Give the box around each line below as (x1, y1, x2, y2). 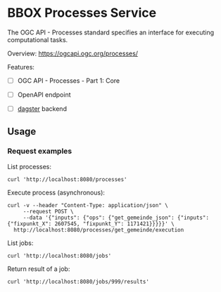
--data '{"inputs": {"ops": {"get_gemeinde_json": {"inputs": (23, 214, 210, 221)
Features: (7, 62, 35, 71)
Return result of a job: (7, 265, 70, 273)
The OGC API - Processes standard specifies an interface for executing (7, 28, 215, 36)
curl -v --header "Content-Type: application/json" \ (7, 201, 169, 208)
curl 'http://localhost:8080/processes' (7, 175, 128, 183)
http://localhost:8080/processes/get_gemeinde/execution (13, 226, 184, 233)
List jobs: (7, 239, 34, 247)
